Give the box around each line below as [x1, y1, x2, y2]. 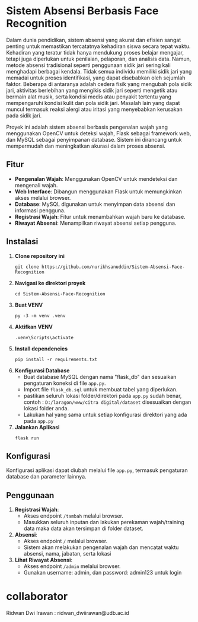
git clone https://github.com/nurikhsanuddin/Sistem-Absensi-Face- [14, 264, 185, 270]
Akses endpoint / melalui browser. [23, 538, 108, 545]
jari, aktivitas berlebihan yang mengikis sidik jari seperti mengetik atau [6, 87, 178, 94]
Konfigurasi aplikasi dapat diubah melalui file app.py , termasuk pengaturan [6, 467, 188, 474]
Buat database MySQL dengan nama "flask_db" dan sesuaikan [23, 373, 177, 380]
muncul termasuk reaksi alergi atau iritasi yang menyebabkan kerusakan [6, 106, 183, 113]
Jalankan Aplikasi [14, 423, 60, 430]
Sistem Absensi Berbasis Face [6, 4, 159, 18]
